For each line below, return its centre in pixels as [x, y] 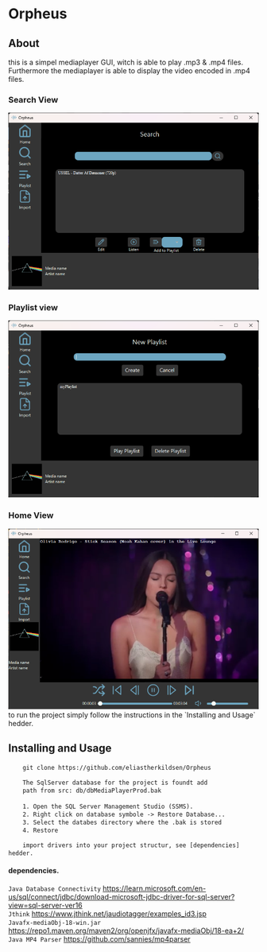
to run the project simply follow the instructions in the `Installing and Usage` [132, 715]
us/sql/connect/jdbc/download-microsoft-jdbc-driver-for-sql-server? [122, 896]
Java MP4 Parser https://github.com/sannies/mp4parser [99, 938]
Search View [33, 99]
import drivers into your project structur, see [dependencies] [131, 845]
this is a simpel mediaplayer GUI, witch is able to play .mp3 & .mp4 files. [126, 62]
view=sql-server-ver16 [46, 905]
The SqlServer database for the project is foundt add [115, 783]
